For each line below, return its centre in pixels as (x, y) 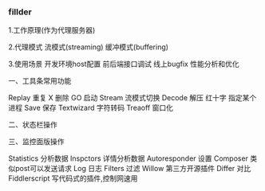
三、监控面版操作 (36, 142)
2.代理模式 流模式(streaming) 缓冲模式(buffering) (89, 47)
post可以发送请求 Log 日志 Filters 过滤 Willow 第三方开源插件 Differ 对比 (133, 169)
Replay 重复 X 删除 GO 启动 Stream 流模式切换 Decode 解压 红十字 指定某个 (132, 98)
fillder (20, 12)
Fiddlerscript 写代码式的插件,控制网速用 (73, 178)
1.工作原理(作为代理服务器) (52, 30)
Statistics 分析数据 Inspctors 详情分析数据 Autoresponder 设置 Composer (129, 158)
